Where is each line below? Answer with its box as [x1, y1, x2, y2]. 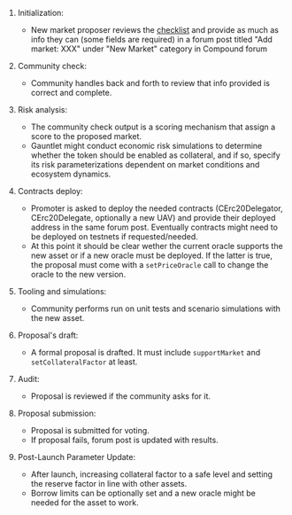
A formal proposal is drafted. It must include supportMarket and [30, 347, 261, 357]
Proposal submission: [17, 408, 96, 418]
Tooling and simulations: [17, 286, 107, 296]
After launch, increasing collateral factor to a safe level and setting [30, 469, 273, 480]
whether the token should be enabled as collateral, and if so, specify [30, 150, 280, 160]
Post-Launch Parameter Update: [17, 452, 135, 462]
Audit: [17, 374, 40, 384]
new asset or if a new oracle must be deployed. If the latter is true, [30, 250, 273, 261]
